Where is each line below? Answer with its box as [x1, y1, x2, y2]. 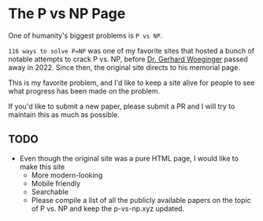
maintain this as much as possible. [8, 109, 120, 119]
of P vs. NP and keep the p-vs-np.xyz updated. [31, 204, 185, 213]
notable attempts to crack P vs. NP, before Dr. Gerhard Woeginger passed [8, 54, 248, 64]
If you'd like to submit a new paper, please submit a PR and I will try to [8, 101, 235, 111]
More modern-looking [31, 170, 103, 179]
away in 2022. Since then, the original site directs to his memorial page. [8, 62, 240, 72]
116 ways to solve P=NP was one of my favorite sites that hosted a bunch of [8, 46, 255, 55]
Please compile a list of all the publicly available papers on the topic [31, 195, 251, 204]
